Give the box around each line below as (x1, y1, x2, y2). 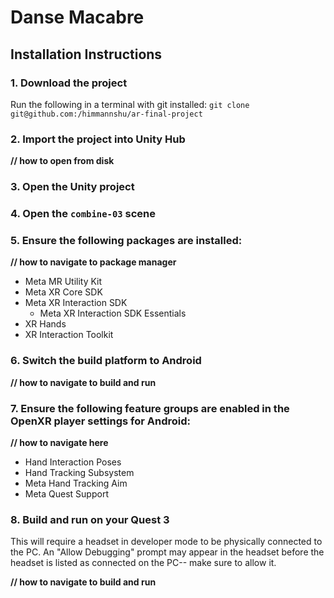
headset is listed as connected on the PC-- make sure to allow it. (10, 557, 277, 569)
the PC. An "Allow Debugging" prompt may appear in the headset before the (10, 546, 325, 558)
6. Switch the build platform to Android (10, 354, 202, 368)
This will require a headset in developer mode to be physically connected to (10, 536, 323, 548)
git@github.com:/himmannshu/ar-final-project (10, 109, 203, 119)
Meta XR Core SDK (24, 286, 103, 298)
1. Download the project (10, 76, 128, 90)
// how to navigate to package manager (10, 256, 177, 268)
